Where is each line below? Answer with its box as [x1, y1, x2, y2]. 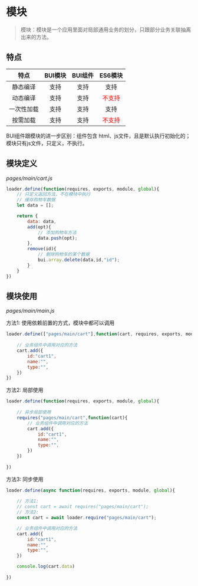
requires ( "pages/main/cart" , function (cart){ [16, 414, 128, 421]
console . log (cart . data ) [16, 564, 75, 569]
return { [16, 213, 38, 219]
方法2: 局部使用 [6, 387, 44, 394]
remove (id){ [27, 246, 57, 252]
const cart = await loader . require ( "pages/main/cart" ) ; [16, 515, 157, 520]
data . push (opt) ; [37, 235, 78, 241]
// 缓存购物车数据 [16, 197, 56, 203]
